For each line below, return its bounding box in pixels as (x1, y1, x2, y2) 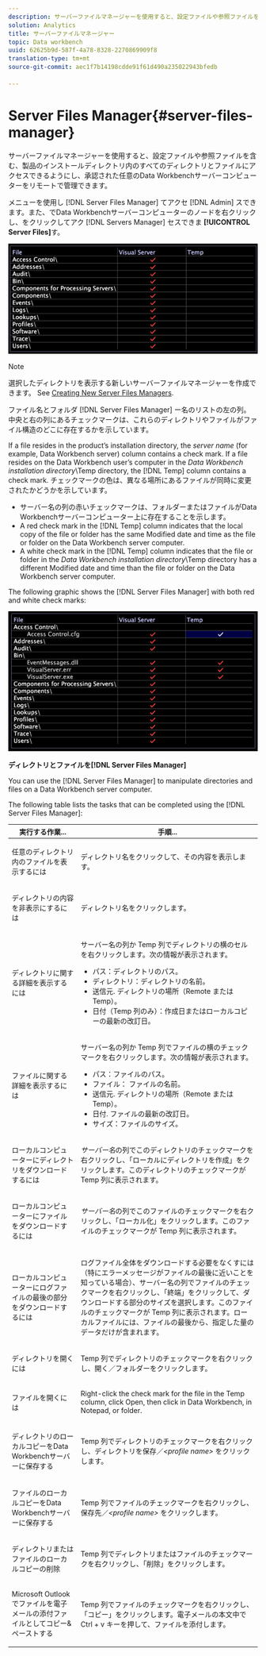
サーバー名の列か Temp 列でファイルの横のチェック (80, 1042, 249, 1052)
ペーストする (11, 1628, 54, 1638)
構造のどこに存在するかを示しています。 (21, 425, 153, 434)
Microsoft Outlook (11, 1589, 70, 1599)
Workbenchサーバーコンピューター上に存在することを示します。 (19, 512, 231, 522)
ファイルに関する (11, 1070, 67, 1080)
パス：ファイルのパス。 (92, 1069, 169, 1079)
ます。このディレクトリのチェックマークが (108, 1165, 246, 1174)
